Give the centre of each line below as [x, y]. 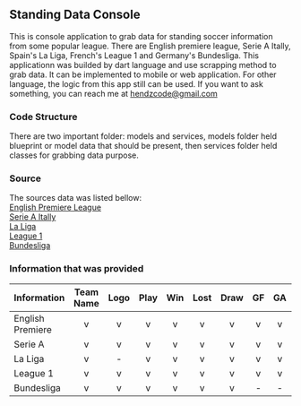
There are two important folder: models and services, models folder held [143, 136]
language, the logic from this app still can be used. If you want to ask [137, 83]
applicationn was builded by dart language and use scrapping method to [143, 65]
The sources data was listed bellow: [75, 198]
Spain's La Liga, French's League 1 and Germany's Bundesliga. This [134, 55]
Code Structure [43, 117]
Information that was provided [77, 269]
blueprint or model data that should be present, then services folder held [143, 146]
